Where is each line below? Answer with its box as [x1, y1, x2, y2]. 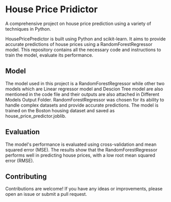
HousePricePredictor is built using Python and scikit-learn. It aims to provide [5, 36, 166, 42]
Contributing [5, 172, 47, 181]
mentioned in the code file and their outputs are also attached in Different [5, 91, 160, 97]
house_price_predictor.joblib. [5, 113, 66, 119]
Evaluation [5, 128, 40, 136]
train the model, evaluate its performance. [5, 52, 93, 58]
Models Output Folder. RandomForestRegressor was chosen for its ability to [5, 96, 164, 103]
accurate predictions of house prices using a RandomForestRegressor [5, 41, 153, 47]
